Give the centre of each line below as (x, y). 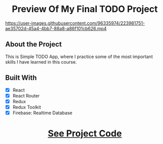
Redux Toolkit (27, 107)
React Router (26, 95)
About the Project (34, 44)
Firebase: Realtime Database (42, 113)
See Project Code (85, 134)
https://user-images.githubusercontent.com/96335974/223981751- (75, 23)
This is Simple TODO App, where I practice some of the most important (79, 57)
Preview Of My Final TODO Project (85, 9)
